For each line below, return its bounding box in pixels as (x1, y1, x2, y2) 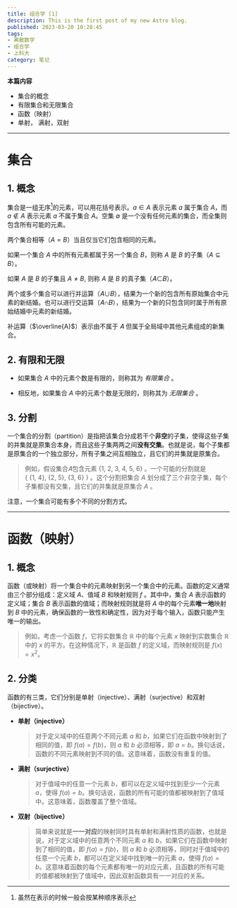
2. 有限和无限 (7, 354, 65, 366)
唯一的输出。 (7, 617, 44, 626)
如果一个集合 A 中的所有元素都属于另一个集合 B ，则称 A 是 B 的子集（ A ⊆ (7, 250, 221, 259)
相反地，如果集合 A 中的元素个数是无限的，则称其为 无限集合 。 (17, 389, 202, 397)
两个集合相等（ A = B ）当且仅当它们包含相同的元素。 (7, 235, 160, 244)
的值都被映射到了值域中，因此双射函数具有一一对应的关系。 (35, 871, 209, 880)
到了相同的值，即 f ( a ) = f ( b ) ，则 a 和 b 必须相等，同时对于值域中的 (35, 844, 230, 853)
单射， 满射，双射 (17, 118, 69, 127)
